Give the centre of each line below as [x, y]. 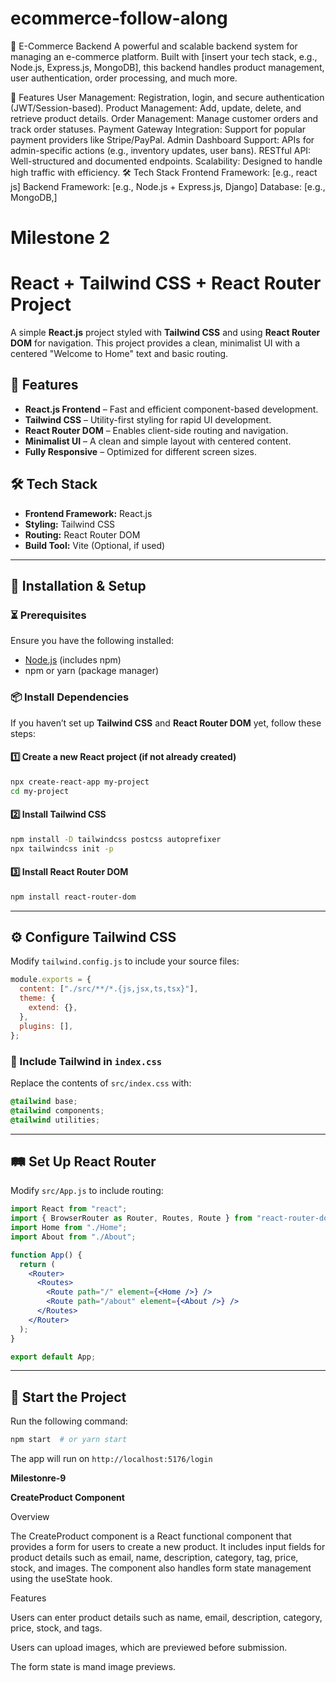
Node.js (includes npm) [73, 660]
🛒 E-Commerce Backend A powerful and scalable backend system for [154, 46]
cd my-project [40, 791]
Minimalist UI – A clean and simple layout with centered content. [158, 441]
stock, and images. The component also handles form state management [161, 1568]
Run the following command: [69, 1421]
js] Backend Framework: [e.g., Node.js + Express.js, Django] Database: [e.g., [168, 186]
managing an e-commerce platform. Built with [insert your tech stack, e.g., [164, 56]
